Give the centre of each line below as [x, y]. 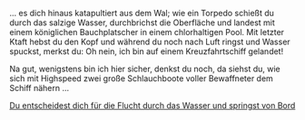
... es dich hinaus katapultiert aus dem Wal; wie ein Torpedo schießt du [142, 13]
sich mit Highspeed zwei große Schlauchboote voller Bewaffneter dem [142, 78]
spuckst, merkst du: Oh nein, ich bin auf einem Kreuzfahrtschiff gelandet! [147, 51]
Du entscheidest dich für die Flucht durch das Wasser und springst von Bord [152, 106]
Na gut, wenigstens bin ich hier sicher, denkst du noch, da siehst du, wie [145, 69]
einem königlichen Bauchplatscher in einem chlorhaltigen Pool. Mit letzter [147, 32]
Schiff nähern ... [39, 88]
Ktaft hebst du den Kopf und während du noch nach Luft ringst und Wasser [150, 42]
